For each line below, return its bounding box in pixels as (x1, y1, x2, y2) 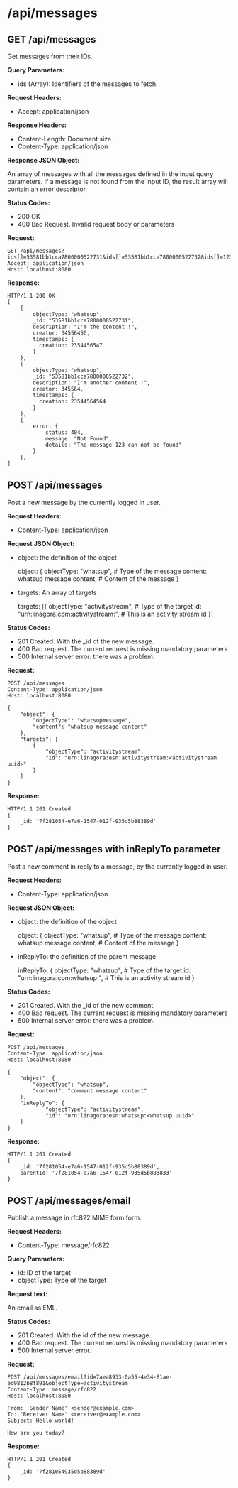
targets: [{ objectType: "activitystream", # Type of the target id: (17, 602, 202, 610)
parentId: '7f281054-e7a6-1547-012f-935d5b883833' (20, 1169, 173, 1176)
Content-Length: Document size (17, 135, 112, 143)
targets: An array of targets (17, 588, 97, 597)
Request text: (7, 1290, 48, 1298)
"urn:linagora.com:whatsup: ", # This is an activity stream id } (17, 973, 195, 982)
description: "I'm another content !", (33, 379, 151, 386)
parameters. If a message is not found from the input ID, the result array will (7, 178, 228, 185)
